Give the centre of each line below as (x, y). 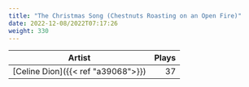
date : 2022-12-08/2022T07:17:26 (63, 23)
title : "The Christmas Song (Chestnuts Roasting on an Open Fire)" (125, 16)
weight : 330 (28, 31)
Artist (79, 58)
